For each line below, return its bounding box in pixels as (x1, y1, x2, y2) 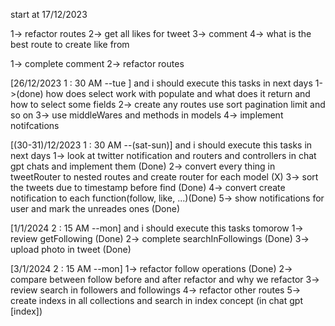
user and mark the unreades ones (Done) (10, 203, 180, 214)
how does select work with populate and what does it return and (45, 88, 311, 99)
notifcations (10, 120, 60, 131)
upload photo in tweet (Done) (10, 244, 132, 255)
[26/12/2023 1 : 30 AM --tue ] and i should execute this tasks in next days (10, 77, 313, 89)
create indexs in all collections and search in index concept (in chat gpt (10, 295, 303, 306)
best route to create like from (10, 39, 130, 50)
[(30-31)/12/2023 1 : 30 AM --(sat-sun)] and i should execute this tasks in (10, 139, 313, 151)
